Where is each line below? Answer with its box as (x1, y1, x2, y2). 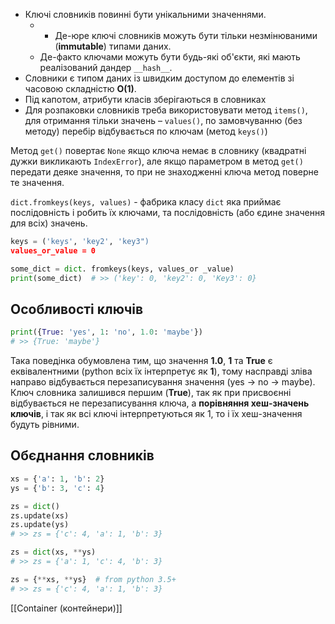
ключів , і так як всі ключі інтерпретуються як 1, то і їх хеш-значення (10, 408, 303, 420)
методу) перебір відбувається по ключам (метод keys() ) (24, 125, 268, 137)
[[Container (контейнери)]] (10, 602, 123, 614)
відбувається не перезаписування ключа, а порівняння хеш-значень (10, 397, 310, 409)
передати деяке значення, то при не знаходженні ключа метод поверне (10, 166, 319, 178)
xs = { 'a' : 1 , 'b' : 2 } (10, 474, 105, 484)
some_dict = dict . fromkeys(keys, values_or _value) (10, 264, 235, 274)
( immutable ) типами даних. (54, 40, 172, 52)
